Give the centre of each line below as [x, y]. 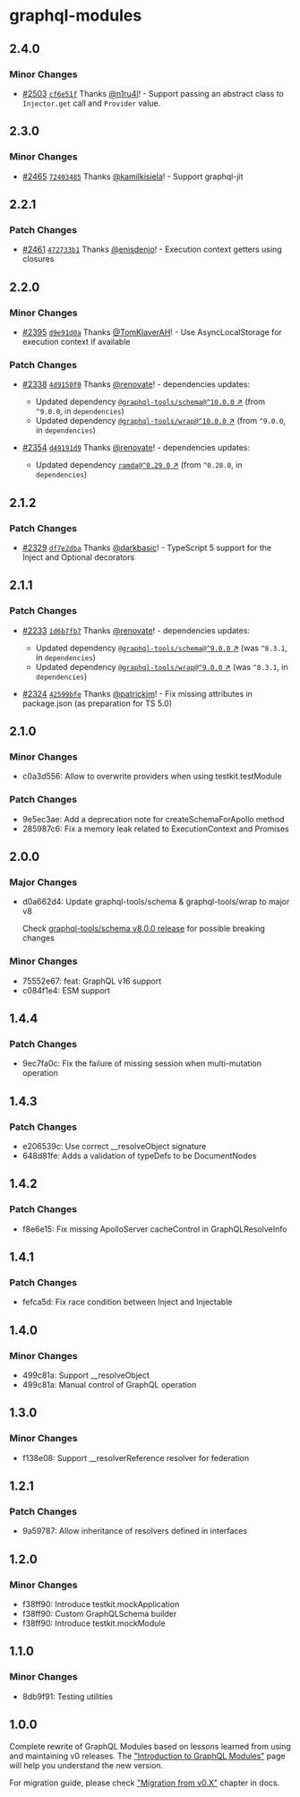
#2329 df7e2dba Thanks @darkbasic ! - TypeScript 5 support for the [147, 547]
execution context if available [76, 341]
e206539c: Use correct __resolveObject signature [114, 1146]
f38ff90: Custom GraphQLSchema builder [99, 1614]
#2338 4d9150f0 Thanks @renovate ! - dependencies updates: [136, 384]
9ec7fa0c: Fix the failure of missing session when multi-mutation [142, 1063]
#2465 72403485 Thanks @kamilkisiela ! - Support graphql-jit [133, 176]
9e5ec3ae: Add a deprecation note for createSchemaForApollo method [153, 819]
